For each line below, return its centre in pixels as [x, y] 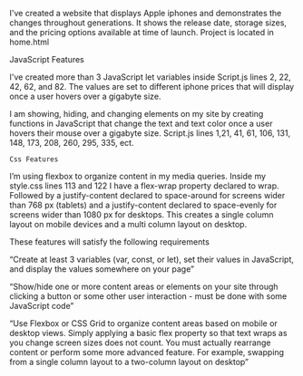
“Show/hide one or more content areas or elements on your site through [144, 286]
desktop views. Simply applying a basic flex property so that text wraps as [148, 333]
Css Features [34, 159]
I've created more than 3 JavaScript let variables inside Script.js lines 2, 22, [151, 77]
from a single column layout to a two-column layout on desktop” [129, 362]
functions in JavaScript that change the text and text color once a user [141, 123]
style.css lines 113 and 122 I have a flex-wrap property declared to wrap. [144, 186]
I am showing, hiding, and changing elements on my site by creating [137, 114]
